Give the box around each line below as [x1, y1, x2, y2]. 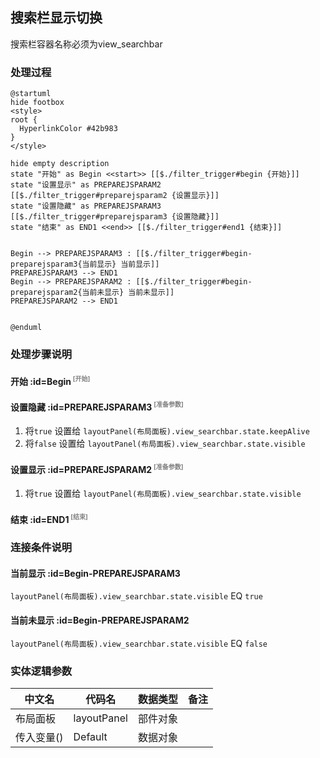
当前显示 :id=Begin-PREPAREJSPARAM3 [10, 567, 181, 579]
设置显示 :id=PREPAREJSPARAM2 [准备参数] [10, 462, 184, 475]
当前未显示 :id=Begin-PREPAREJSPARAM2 [10, 614, 190, 626]
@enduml [10, 323, 43, 333]
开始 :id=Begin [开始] [10, 374, 91, 387]
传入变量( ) [15, 730, 64, 744]
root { [10, 115, 38, 125]
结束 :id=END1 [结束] [10, 512, 88, 525]
